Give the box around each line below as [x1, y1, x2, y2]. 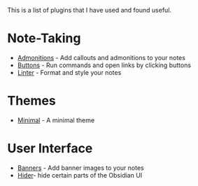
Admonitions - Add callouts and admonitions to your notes [17, 53, 185, 62]
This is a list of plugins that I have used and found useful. [7, 6, 172, 14]
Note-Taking [7, 31, 81, 46]
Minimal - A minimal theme [17, 115, 95, 124]
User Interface [7, 141, 93, 157]
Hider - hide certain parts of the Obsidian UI [17, 171, 143, 179]
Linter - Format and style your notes [17, 68, 122, 76]
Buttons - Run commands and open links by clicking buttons [17, 61, 191, 69]
